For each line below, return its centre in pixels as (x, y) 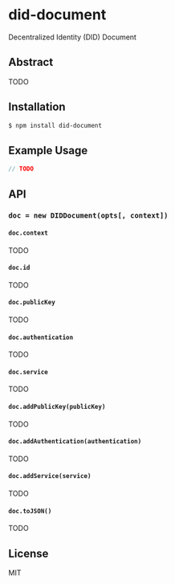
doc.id (19, 268)
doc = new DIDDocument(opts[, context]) (88, 216)
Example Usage (48, 150)
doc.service (28, 372)
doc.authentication (41, 337)
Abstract (31, 62)
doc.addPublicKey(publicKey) (57, 407)
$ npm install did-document (55, 125)
